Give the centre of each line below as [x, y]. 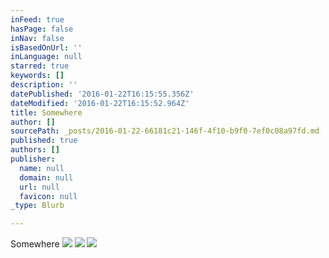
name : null [42, 168]
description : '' [44, 85]
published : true [44, 141]
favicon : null [48, 196]
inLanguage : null [46, 57]
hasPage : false [42, 29]
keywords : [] [37, 76]
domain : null [46, 177]
